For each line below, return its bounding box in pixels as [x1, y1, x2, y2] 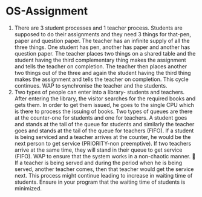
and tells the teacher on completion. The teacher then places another [14, 62, 187, 70]
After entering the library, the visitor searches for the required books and [14, 95, 196, 102]
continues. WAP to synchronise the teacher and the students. [14, 82, 168, 89]
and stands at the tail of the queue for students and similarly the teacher [14, 120, 195, 128]
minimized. [14, 184, 42, 192]
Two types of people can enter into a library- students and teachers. [14, 88, 185, 95]
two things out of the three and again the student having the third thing [14, 69, 191, 76]
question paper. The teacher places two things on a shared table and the [14, 50, 196, 57]
